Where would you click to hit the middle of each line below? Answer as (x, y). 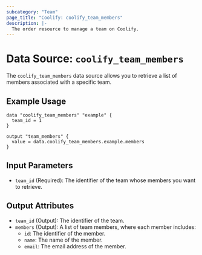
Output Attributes (40, 206)
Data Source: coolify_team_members (95, 59)
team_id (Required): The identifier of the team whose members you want (105, 180)
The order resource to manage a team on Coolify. (75, 29)
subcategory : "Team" (32, 12)
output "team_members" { (37, 137)
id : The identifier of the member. (65, 233)
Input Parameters (40, 165)
